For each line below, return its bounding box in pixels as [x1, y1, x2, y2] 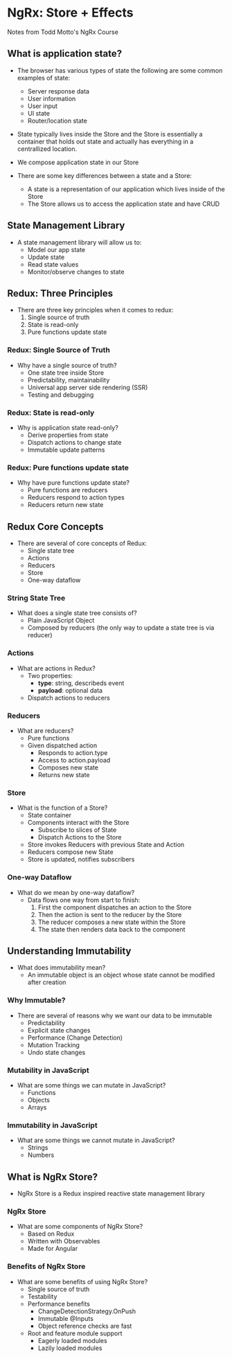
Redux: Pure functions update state [7, 463, 130, 472]
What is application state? [7, 48, 123, 60]
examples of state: [17, 73, 71, 82]
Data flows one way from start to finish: [27, 896, 141, 904]
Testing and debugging [27, 390, 94, 399]
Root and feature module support [27, 1329, 123, 1338]
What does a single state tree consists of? [17, 609, 137, 617]
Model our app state [27, 245, 86, 254]
